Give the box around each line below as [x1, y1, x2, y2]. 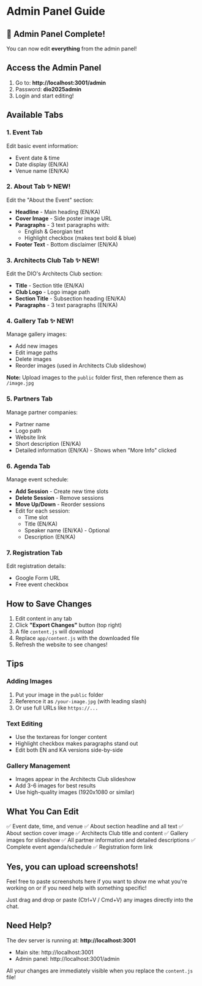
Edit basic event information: [6, 142, 78, 150]
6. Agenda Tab [6, 462, 51, 470]
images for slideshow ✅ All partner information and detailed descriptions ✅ [6, 836, 196, 844]
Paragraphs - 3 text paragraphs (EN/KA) [15, 302, 118, 309]
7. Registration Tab [6, 548, 63, 557]
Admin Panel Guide [6, 4, 105, 18]
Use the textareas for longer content [15, 733, 107, 741]
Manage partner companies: [6, 408, 78, 416]
